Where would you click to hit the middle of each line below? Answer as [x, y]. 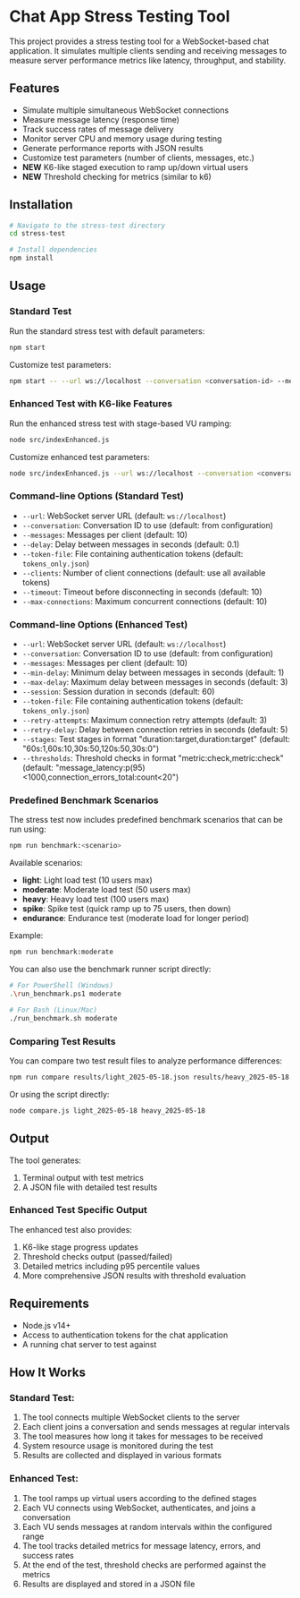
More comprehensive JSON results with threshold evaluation [134, 1275]
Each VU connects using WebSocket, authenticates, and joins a [139, 1508]
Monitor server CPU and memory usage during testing [122, 138]
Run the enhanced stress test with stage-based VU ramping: [121, 423]
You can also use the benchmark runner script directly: [110, 970]
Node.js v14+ [46, 1325]
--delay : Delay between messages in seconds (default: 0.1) [131, 544]
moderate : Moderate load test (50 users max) [107, 890]
